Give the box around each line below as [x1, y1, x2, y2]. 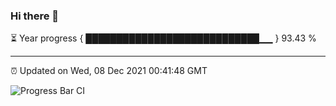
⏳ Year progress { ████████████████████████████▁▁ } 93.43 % [10, 32, 317, 44]
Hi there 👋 [10, 9, 60, 23]
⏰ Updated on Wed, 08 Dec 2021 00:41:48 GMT [10, 65, 208, 77]
